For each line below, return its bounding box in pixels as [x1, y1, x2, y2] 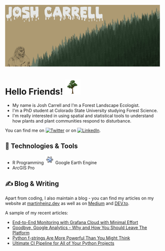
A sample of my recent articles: [5, 210, 68, 216]
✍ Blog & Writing [5, 179, 59, 188]
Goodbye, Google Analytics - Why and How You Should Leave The [12, 225, 147, 230]
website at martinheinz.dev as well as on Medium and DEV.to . [5, 200, 130, 206]
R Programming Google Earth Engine [12, 160, 97, 166]
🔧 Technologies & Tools [5, 142, 78, 150]
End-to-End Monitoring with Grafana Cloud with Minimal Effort [12, 219, 138, 225]
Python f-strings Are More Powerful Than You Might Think [12, 235, 130, 241]
